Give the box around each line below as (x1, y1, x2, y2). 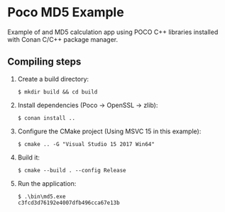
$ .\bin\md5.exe (17, 193, 66, 200)
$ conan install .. (17, 114, 76, 121)
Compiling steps (7, 56, 82, 68)
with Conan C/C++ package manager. (7, 35, 119, 43)
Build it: (17, 153, 40, 162)
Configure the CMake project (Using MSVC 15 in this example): (17, 127, 202, 135)
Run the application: (17, 179, 77, 188)
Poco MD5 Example (7, 4, 124, 21)
